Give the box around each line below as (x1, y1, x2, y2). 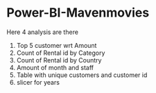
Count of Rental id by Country (16, 56, 102, 64)
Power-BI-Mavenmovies (6, 5, 150, 21)
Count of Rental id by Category (16, 49, 105, 57)
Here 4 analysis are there (6, 28, 79, 36)
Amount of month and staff (16, 63, 94, 71)
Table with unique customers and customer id (16, 71, 148, 79)
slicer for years (16, 78, 60, 86)
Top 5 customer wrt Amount (16, 41, 97, 49)
